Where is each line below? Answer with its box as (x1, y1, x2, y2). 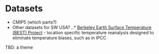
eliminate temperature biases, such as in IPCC (12, 35, 106, 41)
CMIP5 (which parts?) (12, 19, 57, 25)
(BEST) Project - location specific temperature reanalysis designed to (12, 29, 155, 35)
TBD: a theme (5, 44, 33, 50)
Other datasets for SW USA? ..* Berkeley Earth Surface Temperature (12, 24, 152, 30)
